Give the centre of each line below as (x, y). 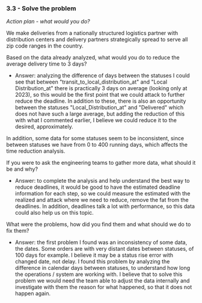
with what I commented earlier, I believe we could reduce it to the (96, 120)
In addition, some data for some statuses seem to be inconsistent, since (95, 138)
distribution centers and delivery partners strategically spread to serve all (97, 40)
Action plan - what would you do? (48, 22)
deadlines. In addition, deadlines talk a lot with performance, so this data (105, 206)
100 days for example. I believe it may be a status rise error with (94, 255)
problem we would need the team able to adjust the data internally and (102, 281)
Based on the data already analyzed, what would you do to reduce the (93, 58)
